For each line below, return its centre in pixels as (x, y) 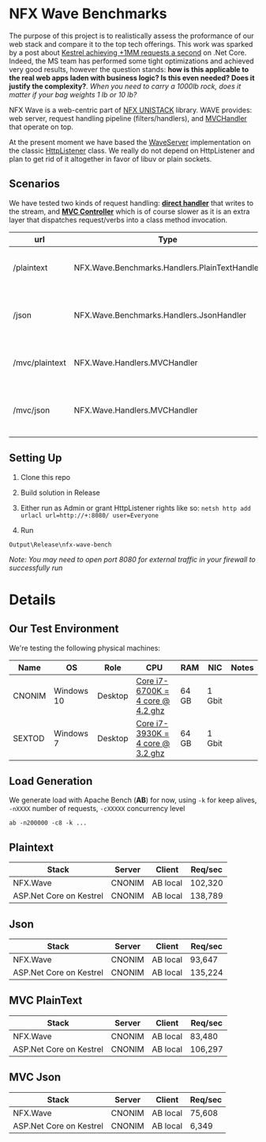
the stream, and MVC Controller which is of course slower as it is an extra (129, 211)
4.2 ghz (150, 710)
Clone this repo (45, 477)
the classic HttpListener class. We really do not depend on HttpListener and (132, 150)
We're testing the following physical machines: (85, 648)
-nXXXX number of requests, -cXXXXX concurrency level (97, 809)
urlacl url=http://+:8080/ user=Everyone (89, 516)
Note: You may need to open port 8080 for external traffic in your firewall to (132, 559)
